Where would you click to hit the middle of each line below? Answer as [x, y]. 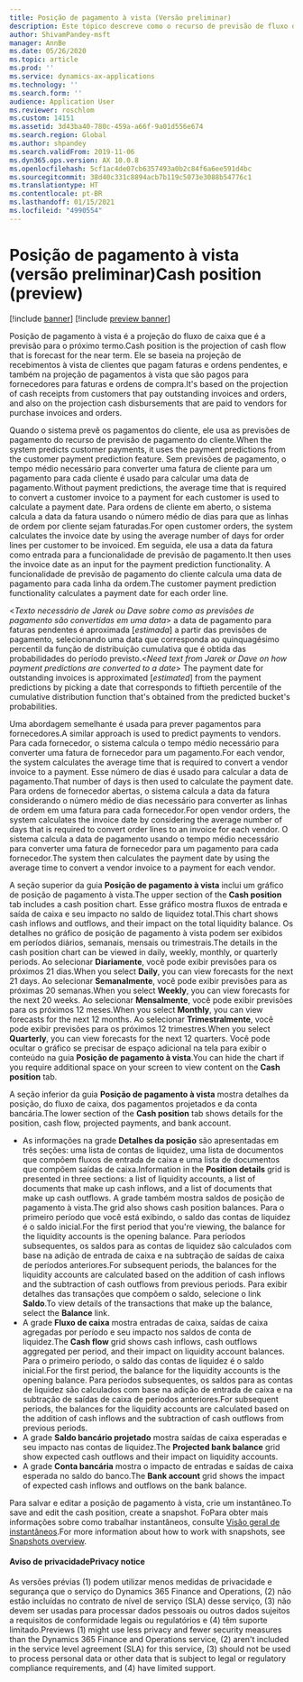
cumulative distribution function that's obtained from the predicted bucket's [150, 696]
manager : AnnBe [38, 43]
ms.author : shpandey [48, 143]
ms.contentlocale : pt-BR [56, 194]
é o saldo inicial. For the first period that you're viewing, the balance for [154, 1227]
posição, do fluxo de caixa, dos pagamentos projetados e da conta [133, 1103]
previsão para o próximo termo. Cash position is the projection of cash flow [148, 345]
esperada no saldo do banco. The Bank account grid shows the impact [154, 1475]
